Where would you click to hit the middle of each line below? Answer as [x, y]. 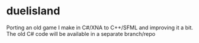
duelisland [33, 11]
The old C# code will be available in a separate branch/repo [81, 33]
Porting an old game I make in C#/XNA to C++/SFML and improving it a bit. [100, 27]
